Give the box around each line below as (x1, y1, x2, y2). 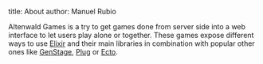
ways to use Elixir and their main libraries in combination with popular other (8, 39, 255, 48)
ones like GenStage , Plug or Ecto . (8, 47, 118, 56)
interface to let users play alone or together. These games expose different (8, 31, 254, 40)
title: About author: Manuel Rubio (8, 7, 117, 16)
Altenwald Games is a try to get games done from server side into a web (8, 22, 245, 31)
